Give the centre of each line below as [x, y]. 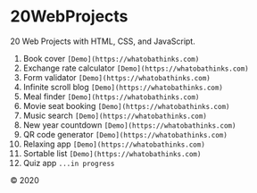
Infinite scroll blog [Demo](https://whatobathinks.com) [123, 87]
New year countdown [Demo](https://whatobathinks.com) [129, 125]
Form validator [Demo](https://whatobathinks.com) [116, 77]
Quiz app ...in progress [69, 163]
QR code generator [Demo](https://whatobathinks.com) [125, 134]
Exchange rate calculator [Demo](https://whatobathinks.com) [136, 68]
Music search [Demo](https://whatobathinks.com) [115, 115]
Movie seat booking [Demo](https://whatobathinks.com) [126, 105]
